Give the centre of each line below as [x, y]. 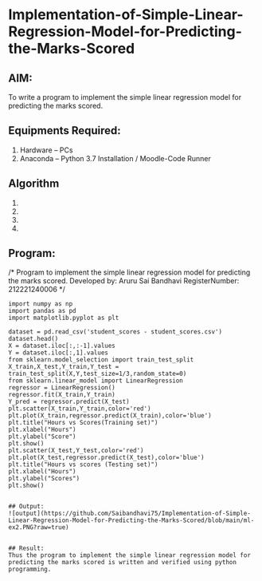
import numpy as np [41, 304]
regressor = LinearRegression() [62, 388]
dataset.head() [33, 339]
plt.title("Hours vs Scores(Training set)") [83, 423]
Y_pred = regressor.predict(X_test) [69, 402]
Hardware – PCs [46, 150]
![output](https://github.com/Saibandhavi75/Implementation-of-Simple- [129, 514]
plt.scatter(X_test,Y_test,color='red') [76, 451]
